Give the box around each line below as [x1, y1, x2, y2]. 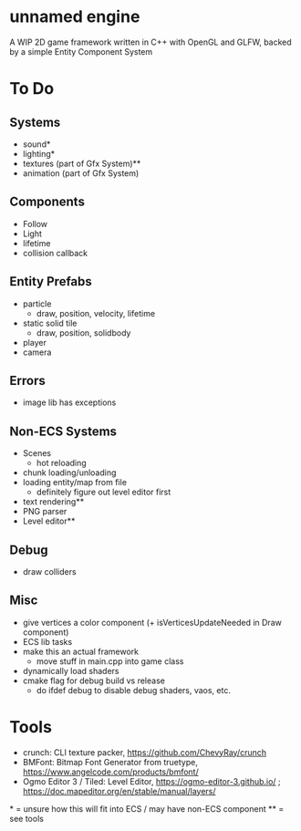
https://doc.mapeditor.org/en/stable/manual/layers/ [22, 785, 216, 796]
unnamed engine [9, 6, 140, 27]
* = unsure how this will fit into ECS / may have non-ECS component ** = [9, 803, 285, 814]
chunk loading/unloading [22, 467, 117, 478]
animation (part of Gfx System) [22, 167, 140, 179]
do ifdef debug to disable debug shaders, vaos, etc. [36, 684, 231, 695]
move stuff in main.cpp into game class [36, 655, 184, 667]
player [22, 337, 47, 348]
